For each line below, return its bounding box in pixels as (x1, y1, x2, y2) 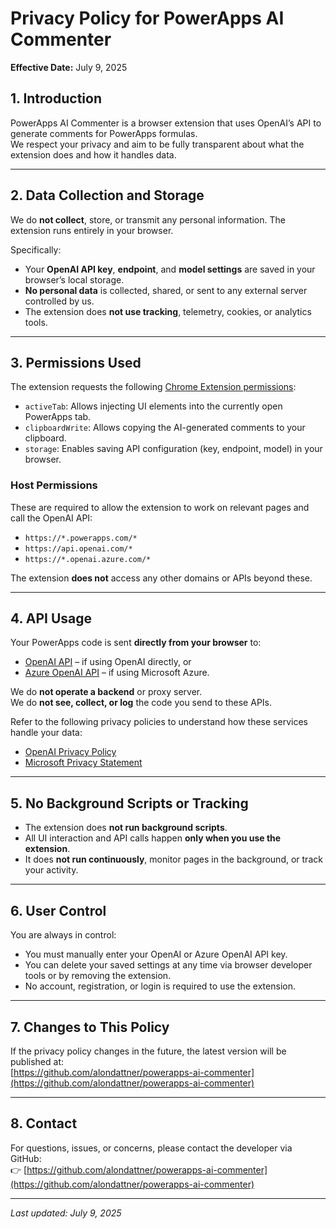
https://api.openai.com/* (24, 543, 133, 554)
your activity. (24, 864, 79, 876)
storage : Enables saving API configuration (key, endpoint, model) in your (24, 443, 323, 455)
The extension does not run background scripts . (24, 822, 228, 834)
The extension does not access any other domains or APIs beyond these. (10, 572, 313, 584)
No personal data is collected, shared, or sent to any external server (24, 284, 308, 296)
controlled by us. (24, 295, 95, 307)
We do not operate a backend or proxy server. (10, 686, 203, 698)
